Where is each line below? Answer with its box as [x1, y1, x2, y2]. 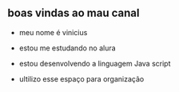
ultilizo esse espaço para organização [18, 74, 145, 83]
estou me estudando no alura [18, 43, 117, 53]
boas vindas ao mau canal [7, 6, 140, 20]
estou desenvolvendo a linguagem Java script [18, 58, 171, 68]
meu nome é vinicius [18, 27, 88, 37]
